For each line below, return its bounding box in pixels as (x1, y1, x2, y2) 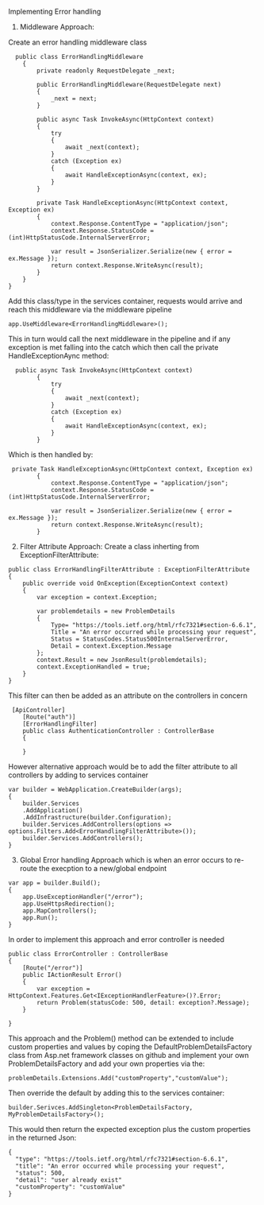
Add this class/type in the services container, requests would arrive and (8, 296, 243, 305)
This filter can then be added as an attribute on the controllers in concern (8, 691, 248, 700)
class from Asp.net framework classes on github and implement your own (8, 1051, 250, 1060)
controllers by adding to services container (8, 770, 149, 780)
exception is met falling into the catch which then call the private (8, 343, 219, 352)
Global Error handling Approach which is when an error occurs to (19, 855, 233, 865)
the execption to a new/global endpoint (39, 864, 167, 873)
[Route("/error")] (22, 964, 83, 972)
